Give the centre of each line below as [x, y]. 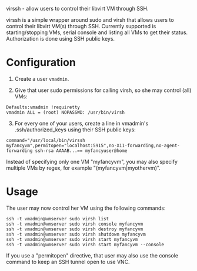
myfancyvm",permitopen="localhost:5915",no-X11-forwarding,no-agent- [93, 146]
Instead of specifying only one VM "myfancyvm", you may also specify [92, 161]
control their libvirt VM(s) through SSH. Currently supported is [81, 26]
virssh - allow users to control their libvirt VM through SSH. [77, 9]
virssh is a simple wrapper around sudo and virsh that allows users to [90, 20]
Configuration [41, 63]
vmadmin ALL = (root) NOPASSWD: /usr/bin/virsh [66, 112]
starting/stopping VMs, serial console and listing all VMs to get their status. [97, 32]
